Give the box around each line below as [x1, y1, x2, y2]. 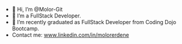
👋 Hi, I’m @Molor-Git [11, 6, 63, 13]
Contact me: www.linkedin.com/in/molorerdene [11, 31, 129, 39]
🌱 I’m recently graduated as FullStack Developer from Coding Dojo [11, 19, 177, 25]
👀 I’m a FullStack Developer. [11, 12, 81, 19]
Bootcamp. [11, 25, 40, 32]
